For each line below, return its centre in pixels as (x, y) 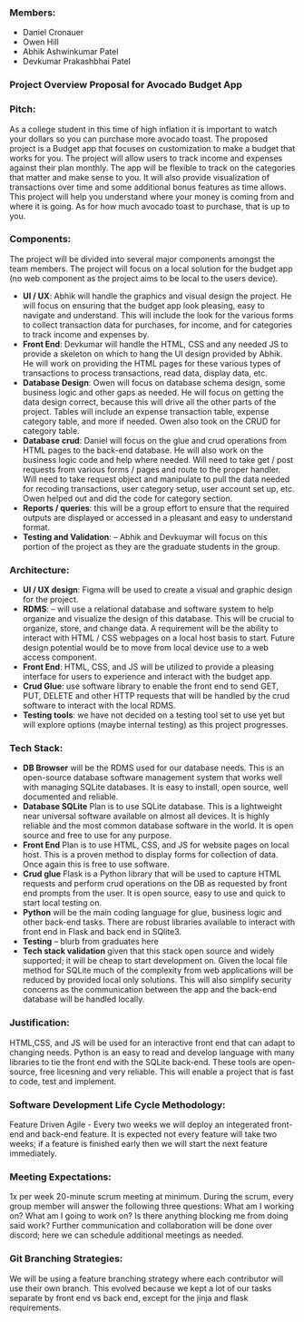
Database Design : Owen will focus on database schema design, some (154, 382)
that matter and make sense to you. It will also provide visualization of (140, 177)
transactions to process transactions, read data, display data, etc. (145, 373)
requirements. (35, 1307)
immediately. (33, 1153)
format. (36, 527)
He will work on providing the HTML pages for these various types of (152, 363)
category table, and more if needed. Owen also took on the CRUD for (152, 421)
